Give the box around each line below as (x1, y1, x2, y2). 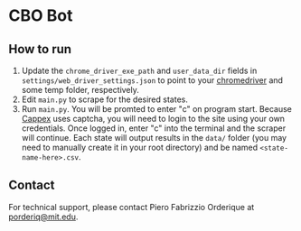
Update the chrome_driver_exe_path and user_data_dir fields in (21, 65, 258, 76)
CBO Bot (8, 5, 73, 26)
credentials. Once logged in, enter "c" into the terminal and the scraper (21, 123, 287, 134)
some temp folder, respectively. (21, 85, 139, 95)
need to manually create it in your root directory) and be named (21, 142, 259, 152)
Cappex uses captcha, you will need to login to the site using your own (21, 114, 286, 124)
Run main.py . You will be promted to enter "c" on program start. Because (21, 104, 293, 114)
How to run (8, 42, 72, 57)
